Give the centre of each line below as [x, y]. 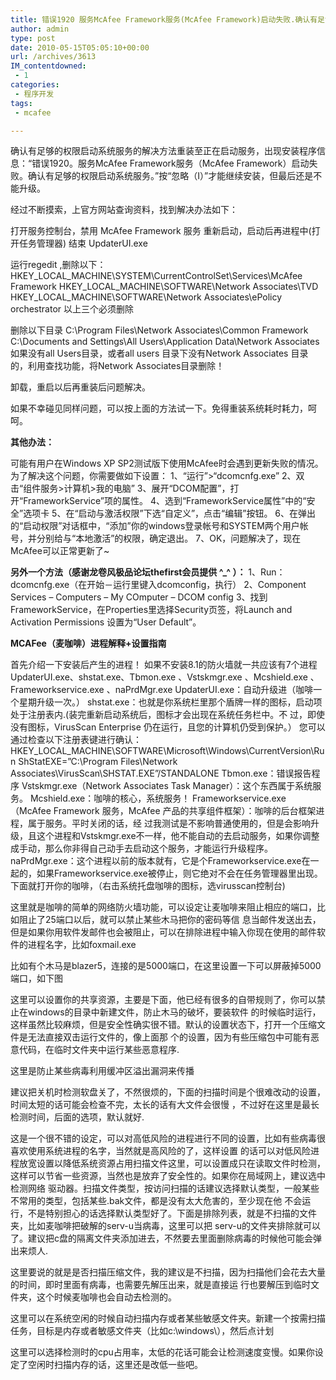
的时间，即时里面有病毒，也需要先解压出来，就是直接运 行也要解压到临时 [160, 1285]
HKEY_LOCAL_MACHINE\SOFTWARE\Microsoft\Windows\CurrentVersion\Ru [167, 751]
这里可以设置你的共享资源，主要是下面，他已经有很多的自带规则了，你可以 [163, 1000]
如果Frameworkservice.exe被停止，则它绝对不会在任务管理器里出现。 [179, 873]
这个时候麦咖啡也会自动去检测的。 [106, 1297]
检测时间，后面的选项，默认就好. [77, 1117]
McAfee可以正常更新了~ [60, 551]
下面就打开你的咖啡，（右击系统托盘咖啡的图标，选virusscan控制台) [148, 886]
